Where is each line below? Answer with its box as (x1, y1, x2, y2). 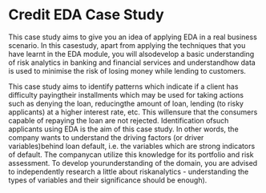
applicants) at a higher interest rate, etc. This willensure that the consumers (8, 107, 258, 117)
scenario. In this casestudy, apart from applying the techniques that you (8, 40, 246, 50)
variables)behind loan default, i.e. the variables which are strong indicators (8, 141, 256, 151)
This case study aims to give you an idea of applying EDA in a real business (8, 32, 258, 42)
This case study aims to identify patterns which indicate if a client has (8, 82, 239, 91)
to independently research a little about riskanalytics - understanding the (8, 167, 249, 176)
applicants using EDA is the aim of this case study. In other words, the (8, 124, 239, 134)
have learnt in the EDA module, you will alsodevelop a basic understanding (8, 49, 255, 58)
